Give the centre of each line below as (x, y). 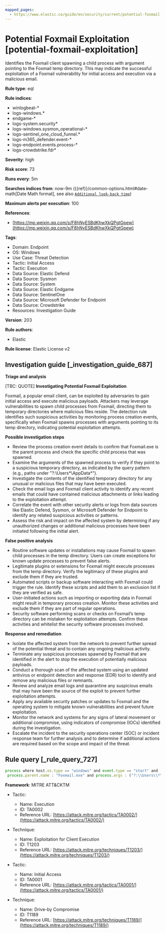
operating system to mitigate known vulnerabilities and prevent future (83, 707)
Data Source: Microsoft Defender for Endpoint (59, 300)
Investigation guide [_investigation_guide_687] (79, 365)
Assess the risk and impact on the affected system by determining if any (86, 521)
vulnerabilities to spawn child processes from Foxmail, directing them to (78, 406)
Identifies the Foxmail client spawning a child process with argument (75, 63)
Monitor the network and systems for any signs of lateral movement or (84, 718)
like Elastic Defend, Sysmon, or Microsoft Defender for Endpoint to (80, 510)
